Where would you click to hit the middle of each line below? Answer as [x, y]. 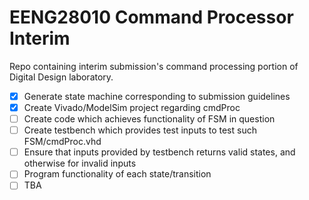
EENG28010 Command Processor [151, 17]
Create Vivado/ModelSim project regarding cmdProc [132, 107]
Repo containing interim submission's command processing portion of [154, 66]
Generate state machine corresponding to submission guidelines [157, 96]
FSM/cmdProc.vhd [62, 142]
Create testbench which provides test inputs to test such [140, 130]
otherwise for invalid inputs [80, 163]
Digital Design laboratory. [61, 77]
